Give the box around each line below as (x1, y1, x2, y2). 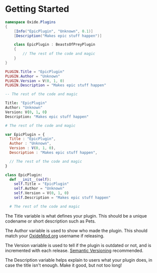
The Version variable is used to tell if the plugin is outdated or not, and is (5, 242, 152, 248)
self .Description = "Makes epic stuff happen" (14, 195, 111, 200)
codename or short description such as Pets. (5, 218, 96, 224)
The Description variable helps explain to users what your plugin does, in (5, 257, 153, 263)
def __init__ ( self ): (9, 177, 52, 182)
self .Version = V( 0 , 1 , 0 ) (14, 191, 69, 196)
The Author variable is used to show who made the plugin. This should (5, 227, 148, 233)
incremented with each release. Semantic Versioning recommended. (5, 248, 144, 253)
